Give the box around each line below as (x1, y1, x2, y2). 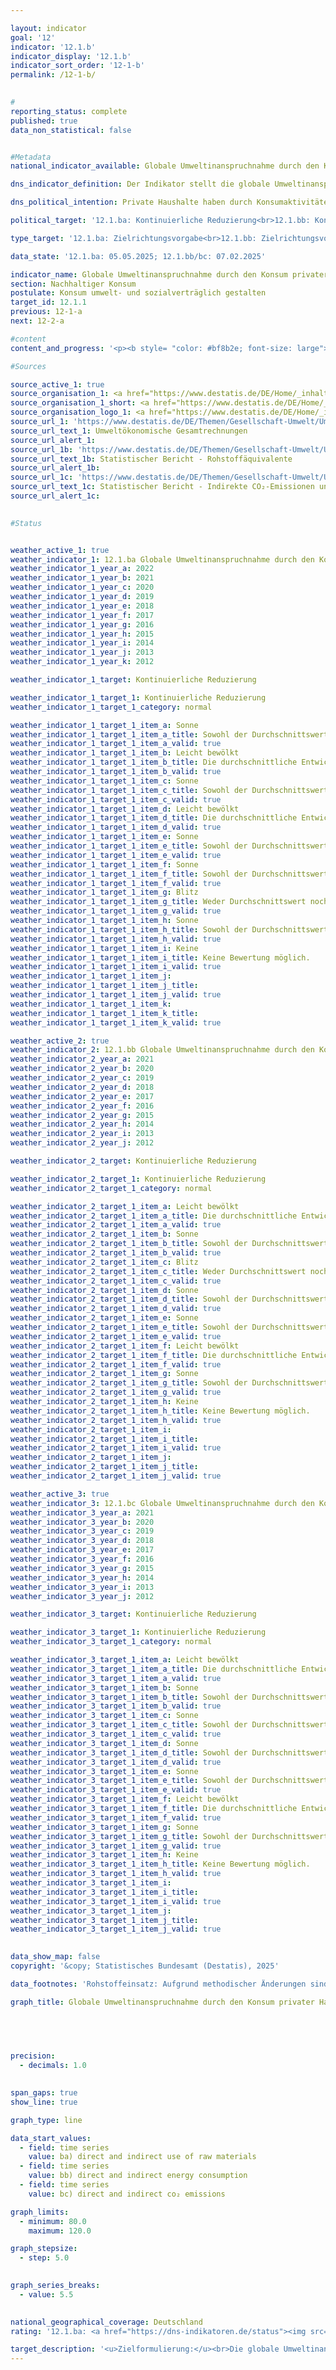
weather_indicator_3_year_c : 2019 (10, 1526, 155, 1536)
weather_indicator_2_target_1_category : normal (10, 1183, 213, 1193)
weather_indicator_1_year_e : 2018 (10, 601, 155, 611)
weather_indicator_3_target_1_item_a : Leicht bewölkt (10, 1655, 240, 1665)
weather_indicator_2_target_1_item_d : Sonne (10, 1285, 199, 1295)
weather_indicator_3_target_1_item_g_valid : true (10, 1841, 222, 1851)
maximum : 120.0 (28, 2226, 92, 2236)
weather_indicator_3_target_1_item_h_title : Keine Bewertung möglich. (10, 1859, 311, 1870)
